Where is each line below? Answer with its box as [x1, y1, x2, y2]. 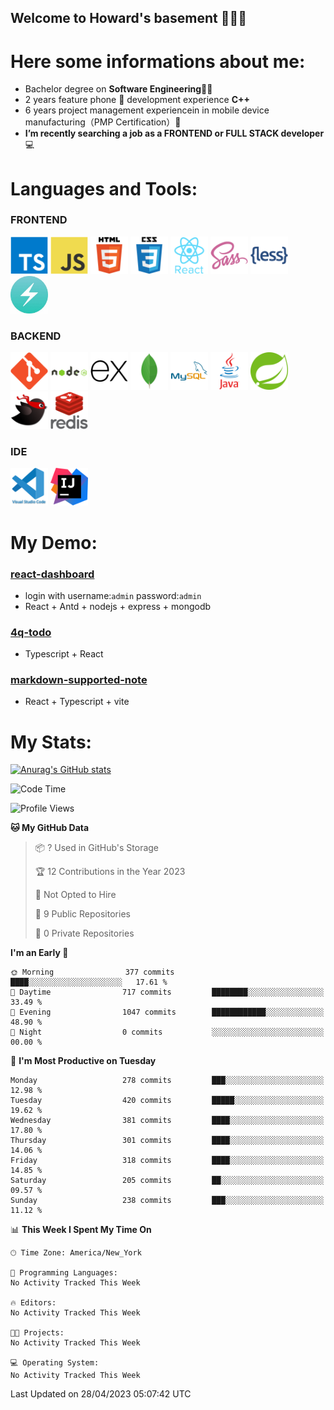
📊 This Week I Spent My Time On [10, 1224, 152, 1236]
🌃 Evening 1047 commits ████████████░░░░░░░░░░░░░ [10, 1007, 325, 1018]
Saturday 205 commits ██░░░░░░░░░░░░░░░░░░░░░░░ [10, 1176, 325, 1186]
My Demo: [10, 531, 98, 554]
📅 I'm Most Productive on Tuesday [10, 1055, 157, 1067]
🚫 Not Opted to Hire [34, 889, 117, 901]
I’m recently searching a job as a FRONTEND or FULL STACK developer [24, 127, 325, 140]
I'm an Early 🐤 [10, 947, 69, 959]
